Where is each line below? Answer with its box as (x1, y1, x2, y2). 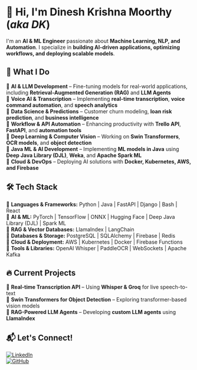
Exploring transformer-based (116, 296, 187, 303)
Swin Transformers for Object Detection (11, 296, 111, 303)
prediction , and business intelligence (6, 114, 99, 121)
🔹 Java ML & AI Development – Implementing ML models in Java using (6, 145, 179, 152)
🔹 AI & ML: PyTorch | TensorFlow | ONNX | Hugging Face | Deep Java (6, 213, 175, 220)
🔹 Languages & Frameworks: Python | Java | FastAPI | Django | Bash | (6, 201, 178, 208)
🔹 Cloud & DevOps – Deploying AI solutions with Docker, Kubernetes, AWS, (6, 158, 192, 165)
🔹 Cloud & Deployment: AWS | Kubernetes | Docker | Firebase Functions (6, 238, 183, 245)
